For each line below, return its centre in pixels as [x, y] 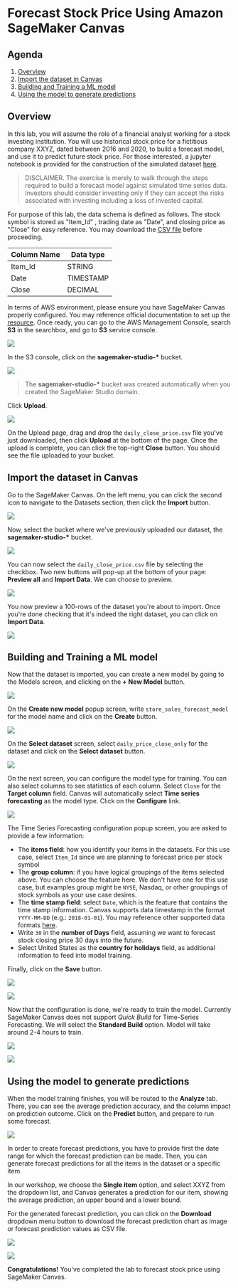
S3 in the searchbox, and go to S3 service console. [82, 329]
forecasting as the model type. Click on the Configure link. [94, 801]
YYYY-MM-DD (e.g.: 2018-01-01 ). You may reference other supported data [121, 918]
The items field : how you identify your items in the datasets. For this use [124, 850]
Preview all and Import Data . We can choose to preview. [90, 579]
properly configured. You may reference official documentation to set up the [119, 315]
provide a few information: [46, 836]
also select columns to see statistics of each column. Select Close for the [114, 786]
